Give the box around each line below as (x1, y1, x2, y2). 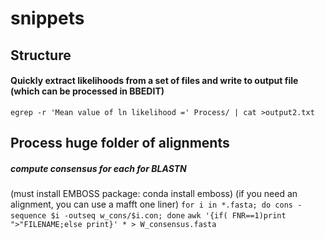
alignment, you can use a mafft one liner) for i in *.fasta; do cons (10, 198, 293, 211)
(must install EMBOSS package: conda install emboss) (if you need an (10, 188, 298, 200)
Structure (10, 47, 72, 64)
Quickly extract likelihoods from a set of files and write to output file (10, 75, 299, 87)
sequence (10, 211, 47, 221)
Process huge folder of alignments (10, 135, 230, 152)
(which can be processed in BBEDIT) (10, 85, 165, 97)
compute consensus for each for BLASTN (10, 162, 187, 174)
